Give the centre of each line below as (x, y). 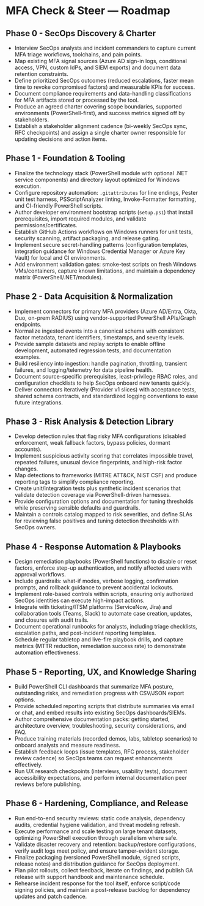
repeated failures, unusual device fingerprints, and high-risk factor (98, 462)
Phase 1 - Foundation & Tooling (66, 158)
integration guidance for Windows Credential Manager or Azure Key (100, 251)
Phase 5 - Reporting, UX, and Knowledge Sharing (101, 672)
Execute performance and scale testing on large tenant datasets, (96, 831)
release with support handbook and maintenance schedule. (89, 877)
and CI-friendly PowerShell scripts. (59, 205)
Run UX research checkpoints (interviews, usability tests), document (101, 771)
